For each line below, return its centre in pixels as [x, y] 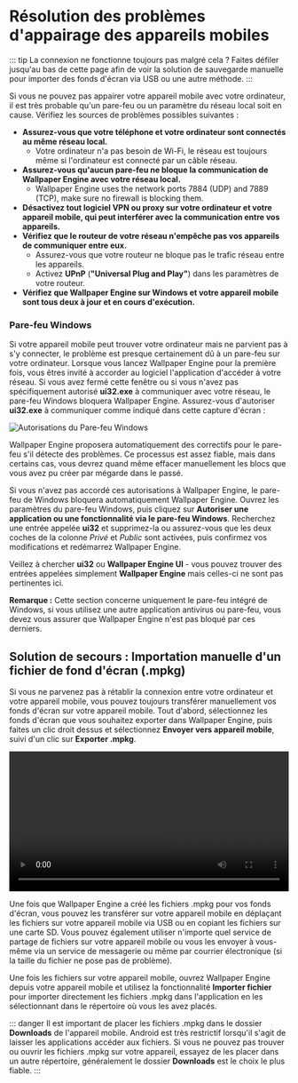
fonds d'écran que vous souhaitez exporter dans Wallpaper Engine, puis [141, 721]
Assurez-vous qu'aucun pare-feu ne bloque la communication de [145, 170]
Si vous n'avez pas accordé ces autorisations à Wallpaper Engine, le [134, 490]
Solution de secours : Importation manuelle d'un [145, 656]
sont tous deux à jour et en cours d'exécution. [108, 302]
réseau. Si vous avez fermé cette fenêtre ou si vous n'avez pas [124, 382]
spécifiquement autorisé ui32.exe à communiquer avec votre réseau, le [140, 392]
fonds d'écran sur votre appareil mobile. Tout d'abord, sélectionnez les [138, 711]
